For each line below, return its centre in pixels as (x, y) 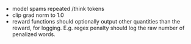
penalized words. (34, 34)
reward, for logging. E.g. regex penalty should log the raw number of (98, 28)
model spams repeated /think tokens (58, 9)
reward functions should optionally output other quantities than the (96, 21)
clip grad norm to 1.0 (38, 15)
